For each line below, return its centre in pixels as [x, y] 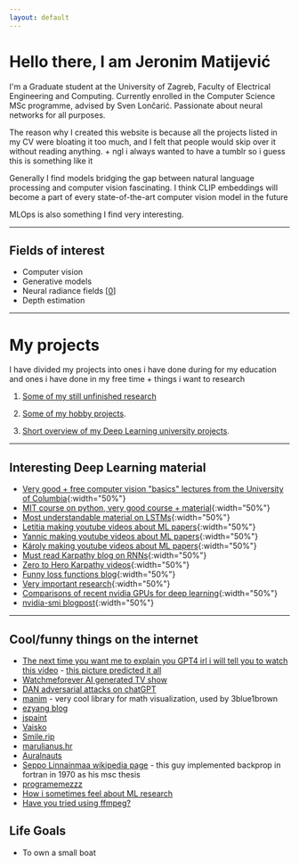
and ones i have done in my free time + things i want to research [127, 379]
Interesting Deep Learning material [108, 467]
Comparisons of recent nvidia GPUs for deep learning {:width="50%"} [150, 594]
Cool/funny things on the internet [104, 639]
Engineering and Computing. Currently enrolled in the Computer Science [142, 96]
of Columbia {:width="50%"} [74, 499]
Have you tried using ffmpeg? [77, 803]
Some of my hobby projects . [74, 414]
